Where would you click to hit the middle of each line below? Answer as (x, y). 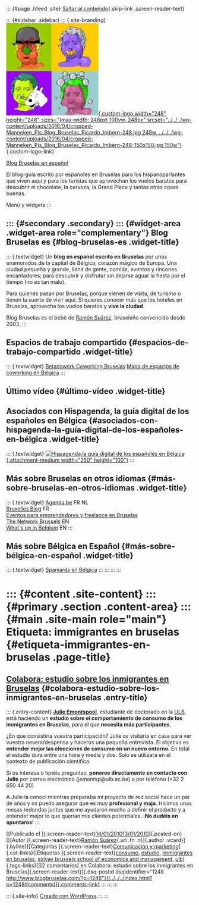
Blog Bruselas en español (37, 163)
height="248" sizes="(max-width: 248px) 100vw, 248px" (76, 120)
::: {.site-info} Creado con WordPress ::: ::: (57, 896)
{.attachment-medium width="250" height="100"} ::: (70, 460)
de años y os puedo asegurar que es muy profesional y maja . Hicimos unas (99, 803)
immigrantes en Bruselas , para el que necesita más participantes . (89, 725)
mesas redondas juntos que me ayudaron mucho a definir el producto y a (96, 810)
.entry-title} (125, 698)
